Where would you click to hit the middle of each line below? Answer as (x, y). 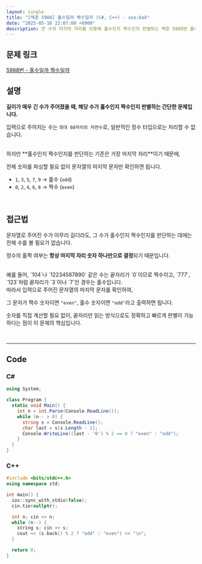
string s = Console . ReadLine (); (63, 422)
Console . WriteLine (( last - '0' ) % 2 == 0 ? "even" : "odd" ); (100, 434)
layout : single (25, 12)
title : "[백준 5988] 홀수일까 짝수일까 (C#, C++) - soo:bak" (78, 17)
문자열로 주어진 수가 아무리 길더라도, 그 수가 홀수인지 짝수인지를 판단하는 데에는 (99, 235)
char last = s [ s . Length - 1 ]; (60, 428)
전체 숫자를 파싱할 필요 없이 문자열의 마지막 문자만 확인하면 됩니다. (84, 166)
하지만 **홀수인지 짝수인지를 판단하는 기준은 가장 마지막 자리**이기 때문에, (93, 154)
